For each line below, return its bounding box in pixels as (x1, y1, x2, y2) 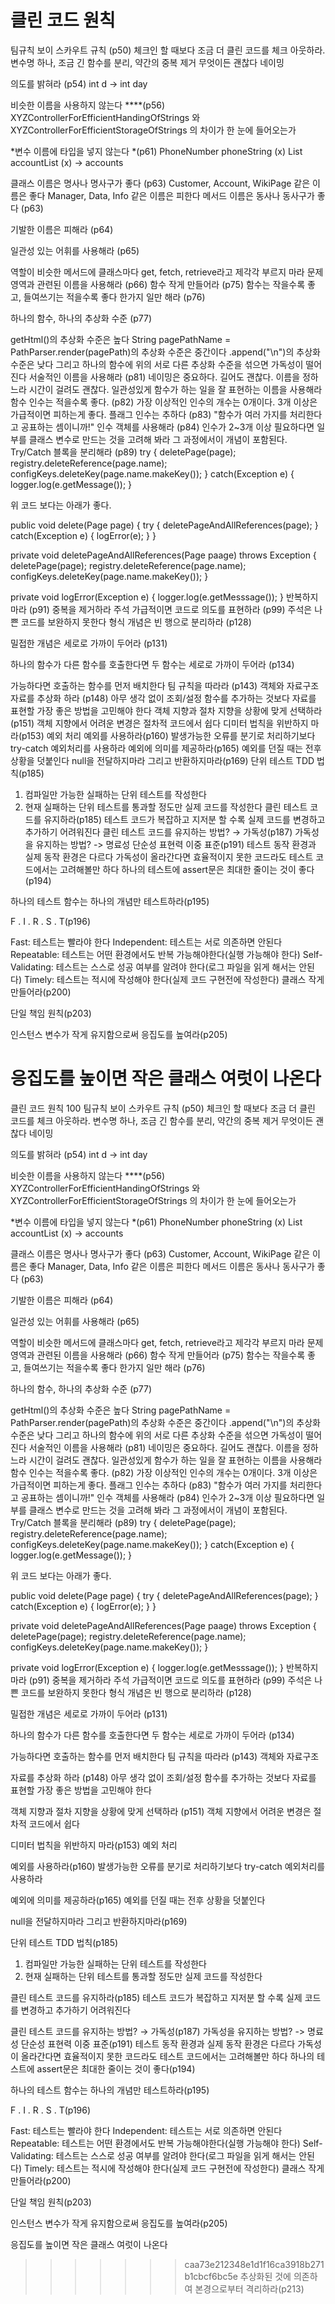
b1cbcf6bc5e (184, 2270, 238, 2282)
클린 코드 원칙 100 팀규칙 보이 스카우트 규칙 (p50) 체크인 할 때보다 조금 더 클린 (10, 1102, 316, 1114)
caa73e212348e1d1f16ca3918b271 (184, 2258, 325, 2270)
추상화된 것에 (239, 2270, 292, 2282)
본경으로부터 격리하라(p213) (194, 2282, 305, 2295)
